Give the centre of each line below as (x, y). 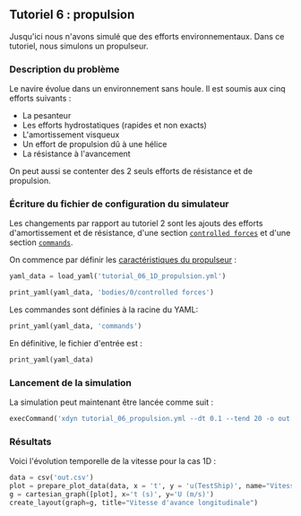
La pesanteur (47, 116)
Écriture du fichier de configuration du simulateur (120, 204)
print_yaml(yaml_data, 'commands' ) (76, 327)
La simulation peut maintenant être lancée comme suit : (111, 402)
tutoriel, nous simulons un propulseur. (79, 46)
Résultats (30, 442)
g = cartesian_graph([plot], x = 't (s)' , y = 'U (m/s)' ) (112, 494)
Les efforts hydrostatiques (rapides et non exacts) (115, 126)
